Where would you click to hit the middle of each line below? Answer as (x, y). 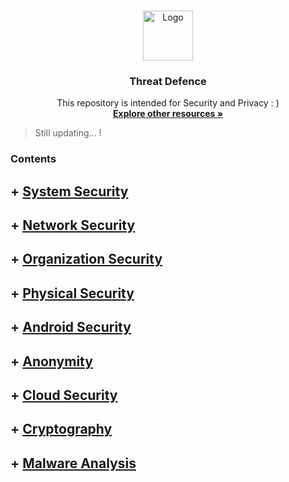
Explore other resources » (168, 114)
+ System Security (69, 191)
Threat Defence (168, 81)
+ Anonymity (51, 361)
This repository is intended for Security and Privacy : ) (168, 103)
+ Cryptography (61, 429)
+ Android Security (71, 327)
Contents (33, 159)
